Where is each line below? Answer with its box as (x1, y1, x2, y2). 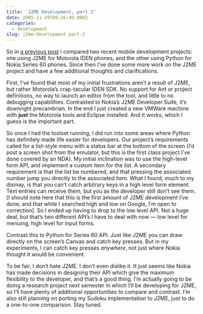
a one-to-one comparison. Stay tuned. (6, 301, 102, 309)
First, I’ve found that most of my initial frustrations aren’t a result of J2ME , (6, 79, 190, 87)
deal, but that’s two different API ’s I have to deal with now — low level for (6, 213, 188, 221)
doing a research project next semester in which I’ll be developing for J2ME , (6, 282, 197, 289)
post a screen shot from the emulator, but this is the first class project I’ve (6, 149, 190, 156)
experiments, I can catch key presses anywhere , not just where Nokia (6, 244, 181, 252)
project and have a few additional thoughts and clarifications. (6, 67, 159, 75)
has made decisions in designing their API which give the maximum (6, 269, 175, 276)
